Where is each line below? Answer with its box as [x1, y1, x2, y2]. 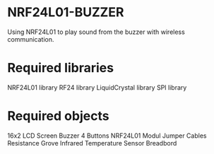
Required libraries [7, 60, 114, 76]
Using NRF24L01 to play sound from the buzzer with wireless [7, 28, 185, 36]
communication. [7, 35, 54, 43]
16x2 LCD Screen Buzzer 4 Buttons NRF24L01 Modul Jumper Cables [7, 131, 207, 140]
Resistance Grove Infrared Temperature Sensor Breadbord [7, 138, 177, 147]
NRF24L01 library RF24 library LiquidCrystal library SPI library [7, 83, 187, 92]
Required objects [7, 108, 109, 124]
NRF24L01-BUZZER [7, 4, 124, 20]
